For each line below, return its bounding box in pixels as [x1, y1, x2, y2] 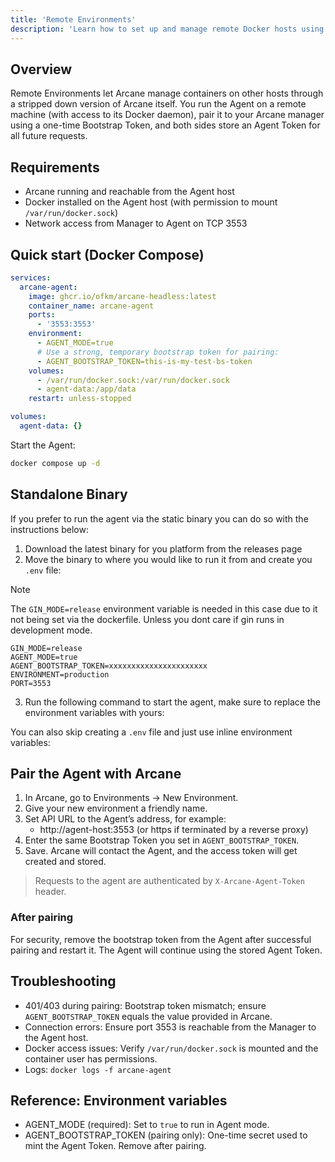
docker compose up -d [10, 458, 101, 468]
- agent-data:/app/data [36, 384, 137, 395]
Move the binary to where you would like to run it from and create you [24, 553, 313, 565]
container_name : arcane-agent [28, 301, 155, 311]
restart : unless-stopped [28, 394, 132, 404]
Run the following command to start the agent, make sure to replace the [24, 696, 321, 708]
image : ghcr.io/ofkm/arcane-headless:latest [28, 291, 217, 301]
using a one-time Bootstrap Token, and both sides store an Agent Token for [10, 119, 321, 131]
